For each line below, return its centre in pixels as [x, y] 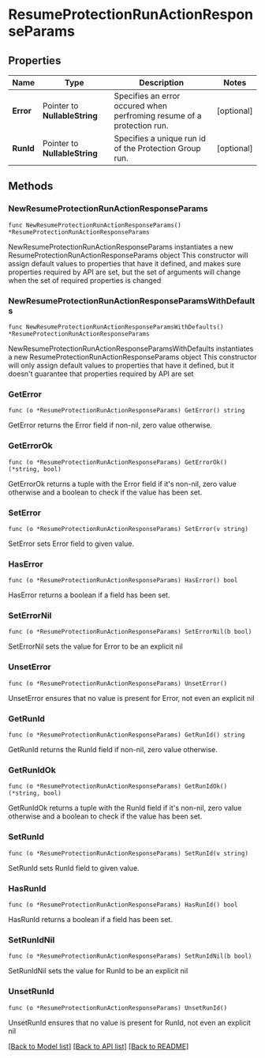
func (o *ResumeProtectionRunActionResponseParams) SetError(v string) [128, 529]
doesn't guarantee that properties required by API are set [101, 374]
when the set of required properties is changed [85, 280]
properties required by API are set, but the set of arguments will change [125, 272]
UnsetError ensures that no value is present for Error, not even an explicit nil [131, 698]
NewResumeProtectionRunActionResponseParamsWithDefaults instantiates [131, 348]
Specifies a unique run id [160, 138]
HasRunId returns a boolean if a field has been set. [91, 919]
